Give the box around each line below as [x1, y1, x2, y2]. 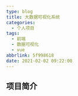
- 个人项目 [11, 25, 35, 31]
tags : [6, 31, 19, 37]
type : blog [6, 8, 33, 15]
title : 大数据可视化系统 [6, 14, 60, 20]
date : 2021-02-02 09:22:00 [6, 58, 73, 64]
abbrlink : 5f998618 [6, 52, 54, 58]
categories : [6, 19, 35, 25]
